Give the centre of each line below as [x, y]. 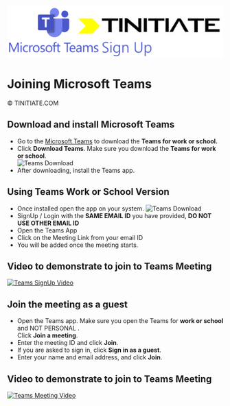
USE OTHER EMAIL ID [48, 223]
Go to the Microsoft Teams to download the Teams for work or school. [117, 141]
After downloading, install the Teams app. [76, 170]
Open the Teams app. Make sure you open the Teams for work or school [120, 321]
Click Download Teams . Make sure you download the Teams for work [116, 148]
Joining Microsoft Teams [80, 84]
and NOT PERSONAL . [48, 329]
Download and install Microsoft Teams [91, 124]
